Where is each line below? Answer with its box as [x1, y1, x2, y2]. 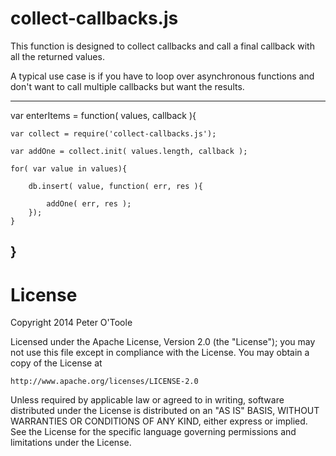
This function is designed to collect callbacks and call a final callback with [10, 40, 315, 52]
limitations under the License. [10, 437, 132, 449]
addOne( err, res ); [46, 198, 132, 209]
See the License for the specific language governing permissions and [10, 426, 297, 438]
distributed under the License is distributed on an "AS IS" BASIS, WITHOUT [10, 405, 320, 417]
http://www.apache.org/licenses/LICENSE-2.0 [10, 377, 199, 387]
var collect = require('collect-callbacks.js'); [10, 128, 217, 139]
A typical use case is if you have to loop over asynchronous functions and [10, 70, 315, 82]
